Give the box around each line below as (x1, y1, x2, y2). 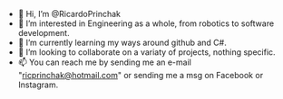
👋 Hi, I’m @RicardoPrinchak (17, 9, 121, 19)
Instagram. (17, 79, 59, 90)
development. (17, 28, 70, 38)
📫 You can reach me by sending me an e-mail (17, 57, 192, 67)
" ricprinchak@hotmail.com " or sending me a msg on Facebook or (17, 70, 264, 80)
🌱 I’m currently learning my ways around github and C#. (17, 37, 227, 48)
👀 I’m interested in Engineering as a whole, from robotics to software (17, 18, 275, 29)
